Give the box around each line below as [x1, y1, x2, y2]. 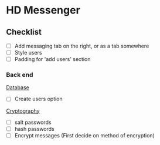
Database [6, 84, 29, 91]
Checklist [6, 27, 42, 37]
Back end [6, 71, 33, 79]
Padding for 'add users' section [14, 56, 91, 63]
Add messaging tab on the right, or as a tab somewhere [14, 42, 149, 49]
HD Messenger [6, 4, 80, 17]
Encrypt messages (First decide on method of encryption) [14, 131, 155, 139]
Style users [14, 49, 42, 56]
